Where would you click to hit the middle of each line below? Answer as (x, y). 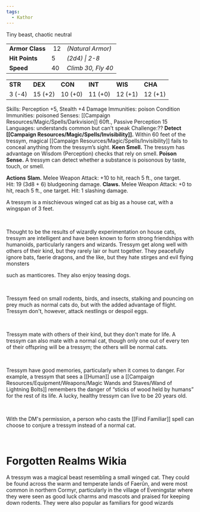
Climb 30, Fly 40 (90, 68)
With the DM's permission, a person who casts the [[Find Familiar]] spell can (100, 419)
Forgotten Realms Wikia (67, 461)
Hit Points (23, 58)
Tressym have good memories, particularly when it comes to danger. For (96, 370)
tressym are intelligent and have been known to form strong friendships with (100, 238)
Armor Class (27, 49)
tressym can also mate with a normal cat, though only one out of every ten (98, 340)
